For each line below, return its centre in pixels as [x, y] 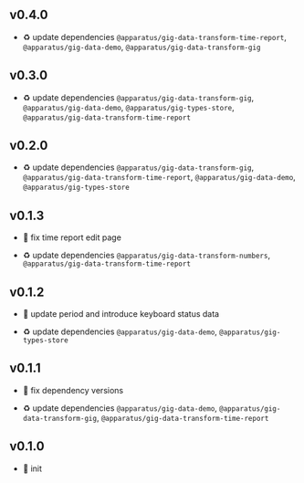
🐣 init [32, 468]
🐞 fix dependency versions [73, 390]
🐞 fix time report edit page [72, 237]
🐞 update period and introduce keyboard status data [121, 314]
